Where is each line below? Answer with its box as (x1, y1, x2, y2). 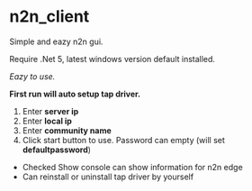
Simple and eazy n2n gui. (9, 36, 103, 47)
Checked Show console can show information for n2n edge (22, 161, 243, 172)
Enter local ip (22, 115, 72, 126)
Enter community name (22, 124, 112, 136)
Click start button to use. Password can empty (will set (22, 134, 225, 145)
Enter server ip (22, 105, 79, 116)
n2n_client (9, 6, 90, 27)
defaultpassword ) (22, 144, 92, 155)
